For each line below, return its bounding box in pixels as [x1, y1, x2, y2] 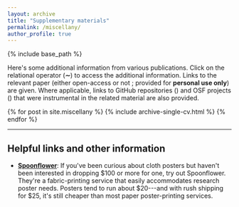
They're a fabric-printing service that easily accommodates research [17, 176, 220, 185]
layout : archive [7, 10, 55, 18]
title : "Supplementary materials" [7, 17, 110, 24]
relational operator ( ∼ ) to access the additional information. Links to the [7, 71, 217, 80]
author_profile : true [7, 30, 72, 38]
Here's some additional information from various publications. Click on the [7, 63, 225, 72]
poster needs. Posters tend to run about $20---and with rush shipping [17, 184, 224, 193]
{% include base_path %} [7, 50, 83, 58]
